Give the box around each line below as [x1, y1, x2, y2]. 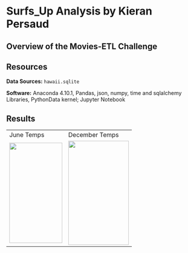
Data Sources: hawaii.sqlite [6, 77, 80, 85]
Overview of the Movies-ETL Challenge [6, 41, 158, 51]
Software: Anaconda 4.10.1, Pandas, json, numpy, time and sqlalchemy [6, 90, 182, 97]
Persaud [6, 17, 50, 31]
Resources [6, 62, 48, 72]
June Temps [9, 131, 45, 139]
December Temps [68, 131, 119, 139]
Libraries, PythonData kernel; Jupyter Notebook [6, 96, 126, 103]
